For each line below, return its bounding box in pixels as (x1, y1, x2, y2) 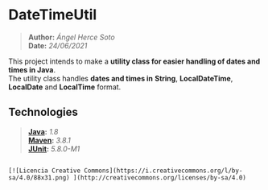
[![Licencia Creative (8, 167, 81, 175)
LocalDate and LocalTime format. (8, 82, 122, 92)
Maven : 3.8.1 (27, 135, 71, 145)
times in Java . (8, 64, 56, 74)
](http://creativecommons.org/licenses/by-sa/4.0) (72, 173, 247, 182)
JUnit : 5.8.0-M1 (27, 143, 80, 154)
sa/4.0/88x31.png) (8, 173, 70, 182)
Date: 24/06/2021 (27, 40, 88, 50)
